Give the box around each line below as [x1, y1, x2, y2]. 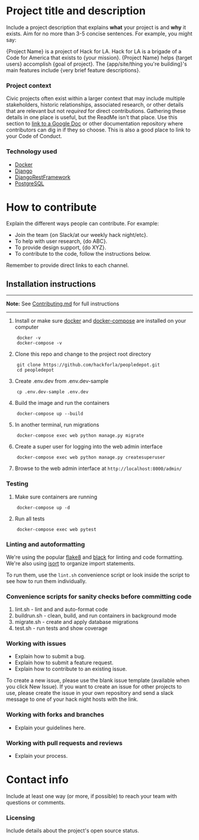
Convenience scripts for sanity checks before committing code [6, 592, 192, 600]
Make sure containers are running [14, 493, 98, 500]
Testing [6, 479, 28, 488]
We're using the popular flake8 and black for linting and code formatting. [6, 553, 184, 561]
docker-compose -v [17, 340, 62, 346]
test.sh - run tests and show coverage [14, 625, 108, 632]
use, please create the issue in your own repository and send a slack [6, 690, 174, 697]
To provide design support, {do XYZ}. [14, 244, 107, 251]
